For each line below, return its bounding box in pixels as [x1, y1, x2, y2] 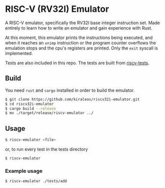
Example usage [5, 167, 43, 174]
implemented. [5, 50, 33, 56]
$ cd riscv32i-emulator [5, 101, 54, 107]
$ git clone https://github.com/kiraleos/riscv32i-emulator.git [5, 97, 140, 102]
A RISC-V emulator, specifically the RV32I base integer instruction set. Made [5, 20, 160, 26]
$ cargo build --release [5, 106, 56, 111]
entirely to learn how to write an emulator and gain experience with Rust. [5, 25, 153, 31]
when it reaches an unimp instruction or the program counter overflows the [5, 39, 156, 45]
